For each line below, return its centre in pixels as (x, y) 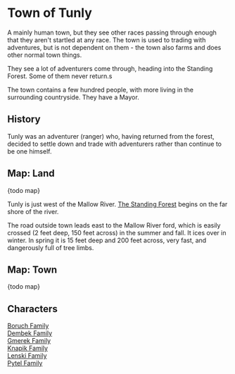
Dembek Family (30, 333)
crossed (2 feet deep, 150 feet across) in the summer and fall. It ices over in (117, 232)
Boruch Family (28, 326)
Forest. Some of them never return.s (60, 76)
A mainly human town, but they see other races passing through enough (112, 32)
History (24, 119)
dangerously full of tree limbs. (51, 247)
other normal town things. (45, 55)
